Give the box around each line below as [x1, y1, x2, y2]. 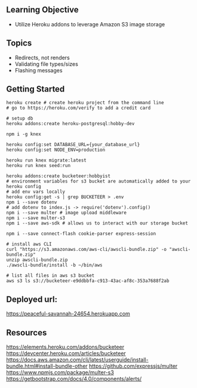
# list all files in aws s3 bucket [6, 272, 95, 279]
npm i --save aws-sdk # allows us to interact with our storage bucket [6, 220, 188, 226]
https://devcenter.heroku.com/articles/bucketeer [6, 350, 127, 357]
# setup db [6, 116, 33, 122]
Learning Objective [6, 5, 79, 15]
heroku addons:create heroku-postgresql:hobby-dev [6, 121, 135, 127]
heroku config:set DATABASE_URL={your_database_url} [6, 142, 140, 148]
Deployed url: [6, 294, 58, 304]
